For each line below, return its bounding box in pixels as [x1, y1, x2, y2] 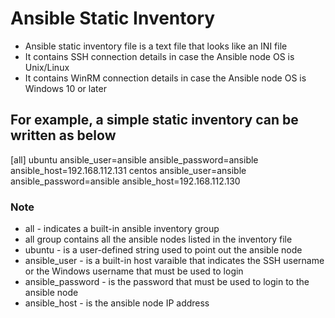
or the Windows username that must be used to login [24, 265, 244, 277]
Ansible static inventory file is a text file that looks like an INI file [24, 40, 288, 52]
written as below [10, 127, 117, 144]
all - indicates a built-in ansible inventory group [24, 223, 220, 235]
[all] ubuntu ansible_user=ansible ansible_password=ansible [10, 153, 259, 166]
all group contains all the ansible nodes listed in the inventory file [24, 233, 293, 246]
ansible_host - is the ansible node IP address [24, 297, 210, 309]
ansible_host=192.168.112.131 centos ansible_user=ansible [10, 164, 247, 176]
